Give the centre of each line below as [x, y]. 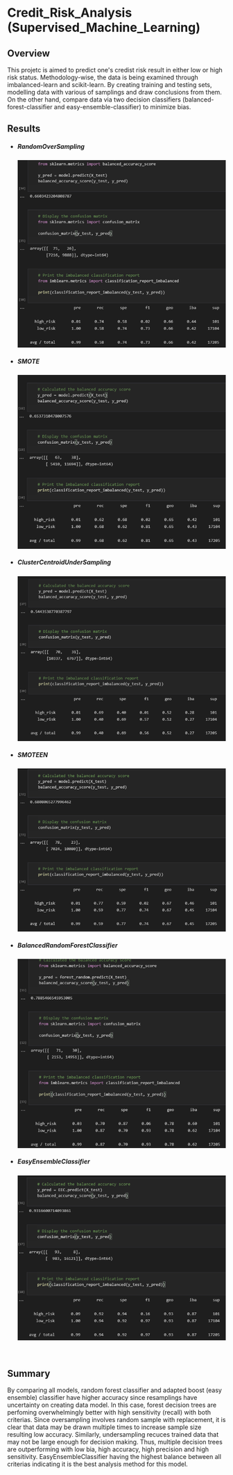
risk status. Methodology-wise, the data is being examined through [103, 77]
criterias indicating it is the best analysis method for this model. [98, 1464]
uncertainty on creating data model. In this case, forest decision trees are [112, 1405]
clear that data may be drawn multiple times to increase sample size [104, 1427]
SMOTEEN [33, 755]
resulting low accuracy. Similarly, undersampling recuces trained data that [113, 1435]
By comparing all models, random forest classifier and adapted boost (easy [114, 1390]
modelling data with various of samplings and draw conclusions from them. [114, 92]
